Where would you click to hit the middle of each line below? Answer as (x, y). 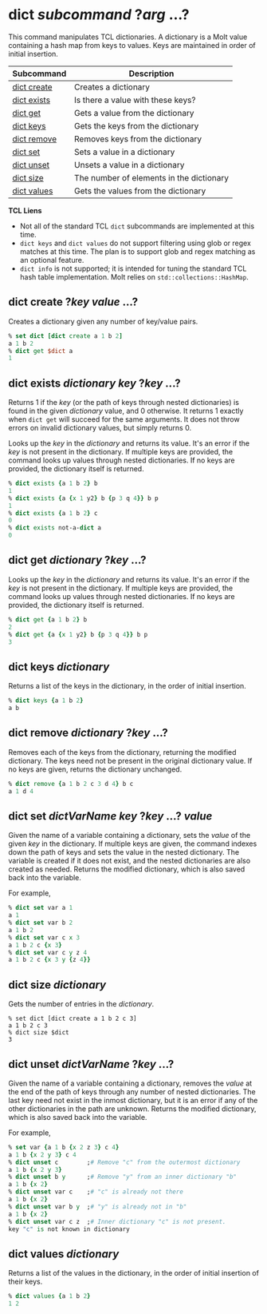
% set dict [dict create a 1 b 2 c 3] (73, 1019)
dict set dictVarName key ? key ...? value (110, 816)
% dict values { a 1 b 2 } (49, 1296)
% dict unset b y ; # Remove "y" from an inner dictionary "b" (123, 1177)
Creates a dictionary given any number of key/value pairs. (103, 321)
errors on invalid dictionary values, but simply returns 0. (100, 428)
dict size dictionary (57, 985)
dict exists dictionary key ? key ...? (94, 383)
